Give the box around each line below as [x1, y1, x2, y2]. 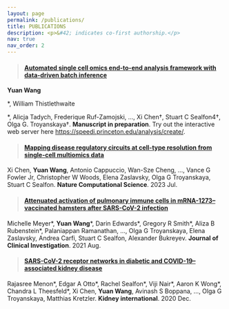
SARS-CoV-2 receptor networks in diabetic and [23, 257, 163, 266]
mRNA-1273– [177, 197, 216, 204]
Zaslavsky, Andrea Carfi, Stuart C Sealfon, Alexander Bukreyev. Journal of [7, 234, 219, 242]
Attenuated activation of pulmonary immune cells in [23, 197, 177, 204]
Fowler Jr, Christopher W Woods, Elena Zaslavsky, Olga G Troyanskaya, [7, 173, 211, 181]
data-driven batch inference [23, 70, 107, 79]
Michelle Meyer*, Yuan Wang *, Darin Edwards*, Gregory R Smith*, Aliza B [7, 219, 215, 228]
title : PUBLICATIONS [7, 23, 67, 30]
